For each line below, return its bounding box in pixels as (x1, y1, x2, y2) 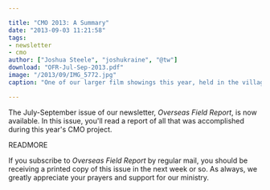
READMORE (8, 139, 48, 149)
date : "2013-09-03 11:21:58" (8, 26, 106, 34)
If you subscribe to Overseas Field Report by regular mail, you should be (8, 156, 248, 165)
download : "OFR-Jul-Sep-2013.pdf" (8, 63, 125, 72)
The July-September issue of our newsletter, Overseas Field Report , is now (8, 107, 257, 117)
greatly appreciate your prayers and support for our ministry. (8, 172, 210, 182)
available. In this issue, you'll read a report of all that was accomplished (8, 115, 245, 125)
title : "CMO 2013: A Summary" (8, 18, 110, 26)
